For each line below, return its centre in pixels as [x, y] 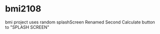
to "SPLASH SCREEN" [27, 27]
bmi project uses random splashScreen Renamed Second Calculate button [80, 22]
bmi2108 [23, 9]
